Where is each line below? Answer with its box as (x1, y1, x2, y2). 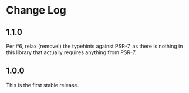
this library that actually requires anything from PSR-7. (6, 49, 137, 56)
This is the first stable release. (6, 81, 79, 88)
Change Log (6, 4, 66, 17)
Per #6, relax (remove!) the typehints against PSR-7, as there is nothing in (6, 42, 183, 49)
